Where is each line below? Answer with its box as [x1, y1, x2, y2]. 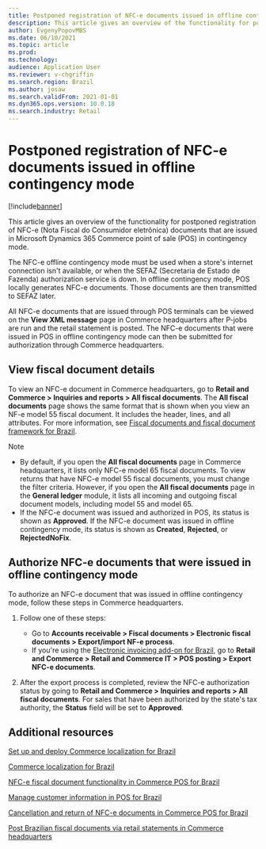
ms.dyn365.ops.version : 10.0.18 [8, 100, 115, 108]
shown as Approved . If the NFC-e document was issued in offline [19, 516, 235, 526]
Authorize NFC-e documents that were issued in [8, 556, 252, 569]
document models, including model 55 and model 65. [19, 499, 194, 508]
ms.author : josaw [8, 85, 66, 94]
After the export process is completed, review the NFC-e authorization [19, 677, 250, 686]
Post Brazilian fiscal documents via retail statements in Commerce [8, 824, 224, 833]
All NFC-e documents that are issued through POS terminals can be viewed [8, 306, 254, 316]
